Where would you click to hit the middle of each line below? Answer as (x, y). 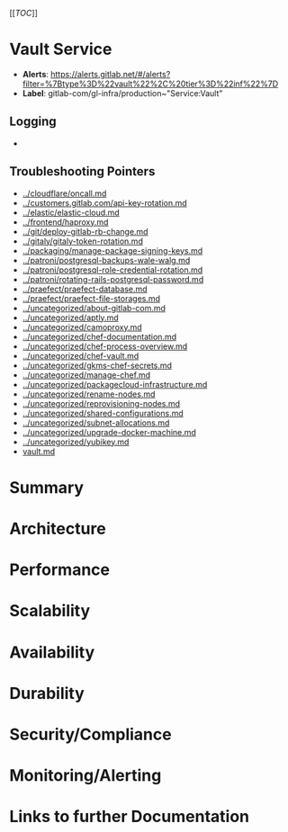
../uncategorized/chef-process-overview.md (105, 346)
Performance (60, 570)
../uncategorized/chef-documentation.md (99, 336)
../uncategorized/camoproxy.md (82, 327)
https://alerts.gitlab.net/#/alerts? (111, 74)
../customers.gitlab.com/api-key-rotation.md (104, 202)
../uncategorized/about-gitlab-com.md (94, 308)
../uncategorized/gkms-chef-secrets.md (97, 365)
